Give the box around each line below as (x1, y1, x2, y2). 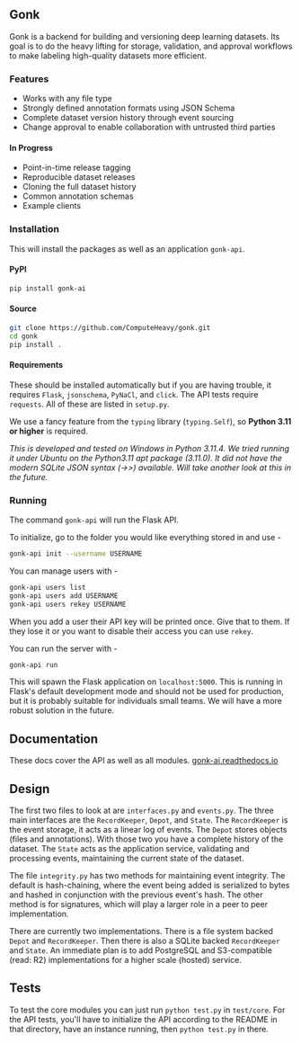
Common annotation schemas (22, 191, 134, 201)
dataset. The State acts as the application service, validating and (9, 843, 250, 854)
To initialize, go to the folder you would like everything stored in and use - (9, 532, 281, 543)
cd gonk (9, 332, 39, 341)
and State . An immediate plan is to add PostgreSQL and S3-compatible (9, 945, 272, 956)
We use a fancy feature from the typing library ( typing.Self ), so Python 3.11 (9, 415, 292, 426)
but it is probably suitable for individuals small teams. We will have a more (9, 696, 283, 707)
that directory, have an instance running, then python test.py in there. (9, 1023, 270, 1034)
